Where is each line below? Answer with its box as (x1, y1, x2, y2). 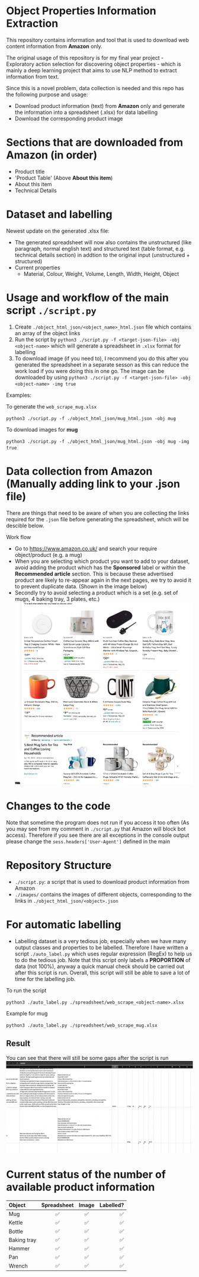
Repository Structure (6, 859, 112, 872)
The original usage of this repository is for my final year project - (6, 54, 164, 61)
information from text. (6, 73, 59, 80)
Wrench (8, 1262, 28, 1269)
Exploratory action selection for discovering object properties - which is (6, 60, 182, 68)
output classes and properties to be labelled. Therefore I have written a (14, 944, 188, 951)
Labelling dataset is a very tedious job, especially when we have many (14, 938, 187, 944)
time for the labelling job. (14, 976, 76, 982)
